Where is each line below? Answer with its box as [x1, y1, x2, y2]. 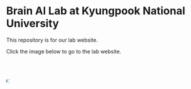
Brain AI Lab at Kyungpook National [6, 4, 186, 18]
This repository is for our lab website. [6, 36, 98, 43]
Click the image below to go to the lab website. [6, 47, 121, 55]
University [6, 17, 59, 30]
